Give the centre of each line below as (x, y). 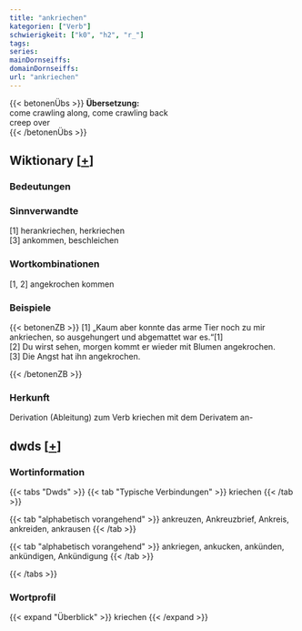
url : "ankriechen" (44, 77)
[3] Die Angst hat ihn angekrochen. (75, 356)
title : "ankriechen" (49, 18)
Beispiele (30, 308)
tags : (20, 43)
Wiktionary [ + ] (51, 161)
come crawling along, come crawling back (89, 112)
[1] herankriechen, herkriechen (67, 231)
